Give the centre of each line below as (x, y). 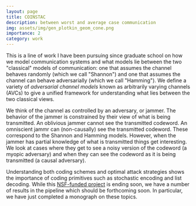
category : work (25, 39)
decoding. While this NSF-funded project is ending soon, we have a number (98, 184)
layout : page (22, 11)
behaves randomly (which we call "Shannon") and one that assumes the (93, 74)
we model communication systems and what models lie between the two (94, 62)
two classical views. (30, 99)
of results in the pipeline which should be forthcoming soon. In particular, (94, 190)
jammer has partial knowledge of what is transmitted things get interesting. (97, 142)
